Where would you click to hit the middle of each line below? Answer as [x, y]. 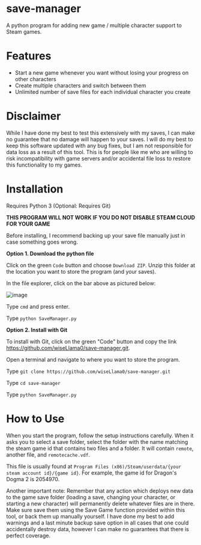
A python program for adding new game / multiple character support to [94, 25]
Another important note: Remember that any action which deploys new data [100, 491]
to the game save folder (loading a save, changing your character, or [91, 497]
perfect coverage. [28, 535]
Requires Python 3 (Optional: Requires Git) [58, 206]
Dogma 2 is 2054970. [33, 479]
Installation [35, 189]
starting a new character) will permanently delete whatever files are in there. [100, 503]
